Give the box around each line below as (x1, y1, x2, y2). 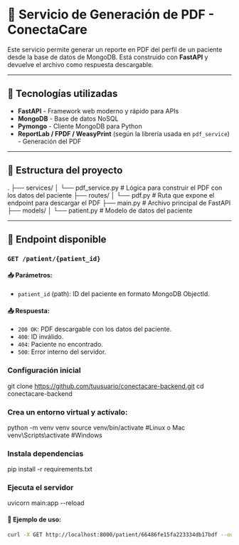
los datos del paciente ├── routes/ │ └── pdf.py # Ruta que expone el (7, 190, 215, 199)
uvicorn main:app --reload (7, 499, 85, 507)
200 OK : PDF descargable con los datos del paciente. (17, 325, 172, 334)
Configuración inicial (7, 365, 82, 375)
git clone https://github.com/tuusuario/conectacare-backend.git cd (7, 382, 204, 390)
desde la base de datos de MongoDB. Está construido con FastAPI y (7, 53, 208, 61)
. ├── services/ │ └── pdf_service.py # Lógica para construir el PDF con (7, 183, 223, 192)
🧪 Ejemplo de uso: (7, 515, 62, 524)
